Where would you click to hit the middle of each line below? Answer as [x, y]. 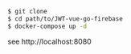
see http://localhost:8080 [49, 41]
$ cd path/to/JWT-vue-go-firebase [65, 19]
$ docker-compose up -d [47, 26]
